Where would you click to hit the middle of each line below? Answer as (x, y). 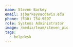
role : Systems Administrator (35, 23)
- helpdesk (20, 37)
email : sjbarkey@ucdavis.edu (35, 14)
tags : (10, 32)
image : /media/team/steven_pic (37, 28)
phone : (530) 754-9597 (28, 19)
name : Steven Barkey (26, 10)
